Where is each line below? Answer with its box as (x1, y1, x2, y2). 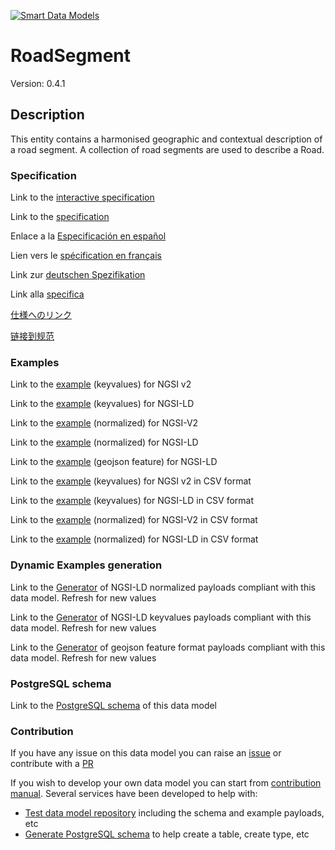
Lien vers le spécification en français (10, 250, 162, 262)
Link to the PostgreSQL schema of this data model (10, 699, 218, 711)
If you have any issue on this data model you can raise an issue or (10, 747, 282, 759)
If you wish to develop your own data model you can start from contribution (10, 777, 322, 789)
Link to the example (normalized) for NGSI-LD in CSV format (10, 533, 259, 545)
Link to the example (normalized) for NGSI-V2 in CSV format (10, 514, 258, 526)
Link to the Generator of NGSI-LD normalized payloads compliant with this (10, 581, 316, 593)
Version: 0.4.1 (10, 77, 66, 89)
